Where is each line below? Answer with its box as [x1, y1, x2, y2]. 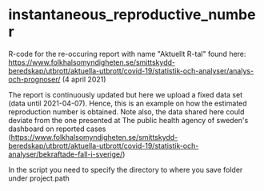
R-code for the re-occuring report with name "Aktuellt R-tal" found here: [8, 49, 246, 58]
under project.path [8, 173, 70, 183]
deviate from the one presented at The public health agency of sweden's [8, 115, 249, 125]
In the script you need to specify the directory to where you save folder [8, 165, 243, 174]
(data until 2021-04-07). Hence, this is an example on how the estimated [8, 98, 247, 108]
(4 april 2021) [62, 74, 106, 84]
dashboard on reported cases [8, 124, 106, 133]
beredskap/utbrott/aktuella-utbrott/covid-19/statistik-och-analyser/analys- [8, 66, 254, 75]
